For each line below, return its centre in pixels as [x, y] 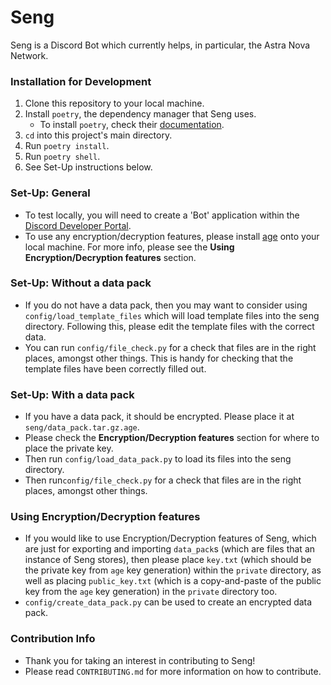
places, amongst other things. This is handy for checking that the [159, 358]
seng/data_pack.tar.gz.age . [82, 427]
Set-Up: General [50, 193]
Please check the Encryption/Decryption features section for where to [172, 438]
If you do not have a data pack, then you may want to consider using [166, 305]
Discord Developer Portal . [78, 225]
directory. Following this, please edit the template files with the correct [169, 326]
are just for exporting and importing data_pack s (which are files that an [170, 549]
